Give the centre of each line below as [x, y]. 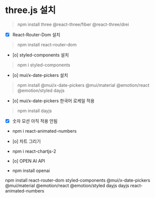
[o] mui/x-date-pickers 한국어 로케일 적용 [53, 101]
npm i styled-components [44, 65]
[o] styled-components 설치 [40, 55]
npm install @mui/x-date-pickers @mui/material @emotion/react [83, 85]
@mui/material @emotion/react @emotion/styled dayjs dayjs [67, 186]
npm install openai [31, 171]
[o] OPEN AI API [29, 161]
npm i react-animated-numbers [44, 131]
